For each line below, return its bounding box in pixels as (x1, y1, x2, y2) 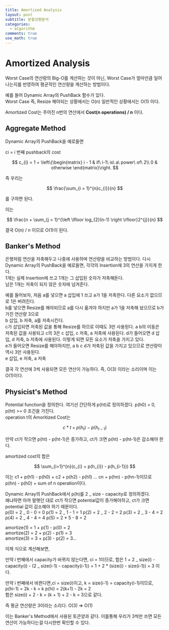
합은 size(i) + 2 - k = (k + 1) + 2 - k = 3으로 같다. (5, 591, 103, 598)
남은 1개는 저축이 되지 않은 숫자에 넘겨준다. (5, 281, 89, 287)
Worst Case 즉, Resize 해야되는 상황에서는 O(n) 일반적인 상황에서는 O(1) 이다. (5, 98, 160, 104)
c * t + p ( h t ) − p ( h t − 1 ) (63, 424, 107, 432)
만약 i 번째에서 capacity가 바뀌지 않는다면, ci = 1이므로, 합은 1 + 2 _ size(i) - (5, 557, 155, 563)
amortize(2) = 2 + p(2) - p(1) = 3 (5, 530, 72, 536)
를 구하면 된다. (5, 196, 34, 202)
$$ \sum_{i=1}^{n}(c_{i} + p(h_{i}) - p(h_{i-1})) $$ (34, 463, 136, 469)
